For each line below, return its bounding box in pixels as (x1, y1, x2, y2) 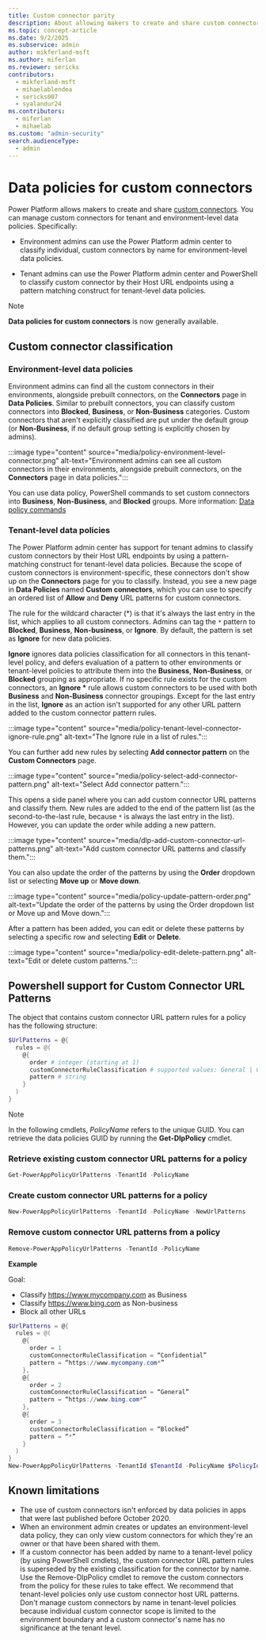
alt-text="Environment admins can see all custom (60, 456, 222, 465)
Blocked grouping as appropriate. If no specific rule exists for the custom (8, 675, 247, 684)
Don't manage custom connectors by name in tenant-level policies (19, 1597, 237, 1607)
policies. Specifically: (8, 221, 78, 231)
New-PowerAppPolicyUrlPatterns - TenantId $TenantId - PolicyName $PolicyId (8, 1462, 260, 1470)
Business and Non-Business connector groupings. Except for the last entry (8, 692, 256, 701)
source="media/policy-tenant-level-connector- (88, 723, 242, 734)
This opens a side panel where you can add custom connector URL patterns (8, 795, 256, 805)
